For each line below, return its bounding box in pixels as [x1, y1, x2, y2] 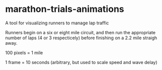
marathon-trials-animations [5, 3, 124, 15]
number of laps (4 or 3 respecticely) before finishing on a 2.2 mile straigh [5, 35, 157, 41]
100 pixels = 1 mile [5, 50, 43, 56]
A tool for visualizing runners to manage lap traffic [5, 20, 109, 26]
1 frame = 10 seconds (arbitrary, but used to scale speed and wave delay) [5, 59, 157, 65]
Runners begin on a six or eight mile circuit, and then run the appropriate [5, 29, 156, 35]
